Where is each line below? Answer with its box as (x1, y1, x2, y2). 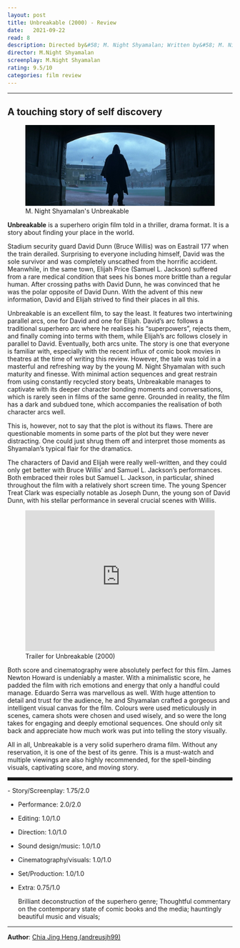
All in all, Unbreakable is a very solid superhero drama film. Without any (7, 740, 218, 749)
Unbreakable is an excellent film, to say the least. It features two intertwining (7, 309, 233, 317)
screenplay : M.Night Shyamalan (7, 57, 101, 64)
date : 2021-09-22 (7, 26, 66, 34)
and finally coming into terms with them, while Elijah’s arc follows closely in (7, 331, 228, 340)
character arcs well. (7, 407, 66, 416)
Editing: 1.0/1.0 (17, 814, 61, 822)
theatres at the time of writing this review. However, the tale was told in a (7, 354, 221, 363)
